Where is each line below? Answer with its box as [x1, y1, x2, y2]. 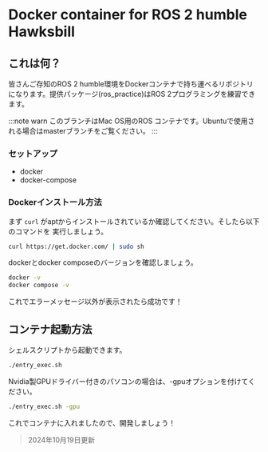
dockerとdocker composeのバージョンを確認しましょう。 [8, 258, 198, 267]
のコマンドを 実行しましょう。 [8, 226, 108, 236]
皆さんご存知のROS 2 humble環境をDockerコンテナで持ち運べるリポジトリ [8, 79, 254, 89]
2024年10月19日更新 [27, 434, 96, 445]
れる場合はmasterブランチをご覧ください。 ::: [8, 126, 158, 135]
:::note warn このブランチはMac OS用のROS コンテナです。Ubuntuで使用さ [8, 116, 255, 126]
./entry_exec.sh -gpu [8, 402, 81, 410]
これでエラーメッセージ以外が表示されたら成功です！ [8, 297, 183, 306]
